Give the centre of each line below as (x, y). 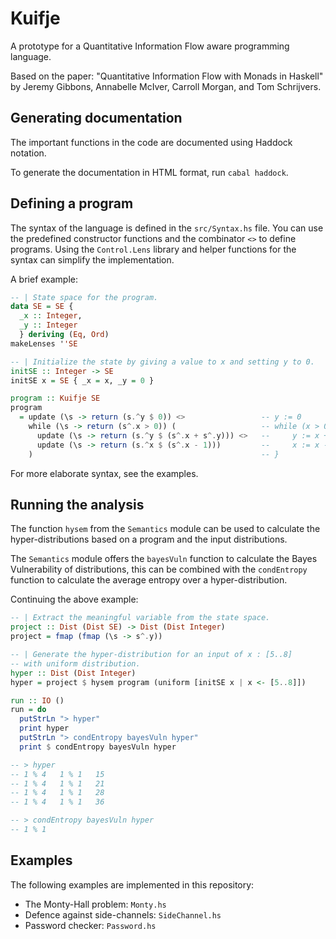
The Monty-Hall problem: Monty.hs (95, 904)
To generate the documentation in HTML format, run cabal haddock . (149, 172)
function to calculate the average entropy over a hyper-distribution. (149, 580)
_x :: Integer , (51, 316)
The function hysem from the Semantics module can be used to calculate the (165, 529)
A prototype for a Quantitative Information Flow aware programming (150, 46)
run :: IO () (37, 700)
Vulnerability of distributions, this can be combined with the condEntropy (159, 569)
